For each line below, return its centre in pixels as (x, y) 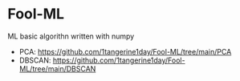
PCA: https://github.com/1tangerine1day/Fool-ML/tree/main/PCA (125, 51)
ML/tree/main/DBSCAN (57, 68)
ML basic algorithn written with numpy (71, 36)
